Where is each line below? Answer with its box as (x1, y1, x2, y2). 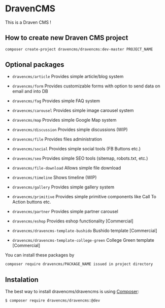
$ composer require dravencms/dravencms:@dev (5, 298, 100, 303)
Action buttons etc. (12, 199, 51, 205)
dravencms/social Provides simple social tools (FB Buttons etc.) (12, 146, 141, 152)
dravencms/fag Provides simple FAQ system (12, 98, 100, 104)
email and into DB (12, 88, 48, 94)
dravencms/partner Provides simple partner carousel (12, 209, 118, 215)
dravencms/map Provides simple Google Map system (12, 117, 117, 123)
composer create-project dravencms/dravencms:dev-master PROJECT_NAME (5, 46, 153, 52)
